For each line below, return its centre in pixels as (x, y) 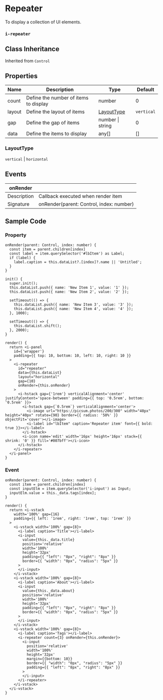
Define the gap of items (53, 123)
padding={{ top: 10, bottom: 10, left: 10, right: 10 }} (73, 356)
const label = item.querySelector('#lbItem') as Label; (67, 254)
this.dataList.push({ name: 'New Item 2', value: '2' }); (69, 292)
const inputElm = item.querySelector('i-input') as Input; (70, 489)
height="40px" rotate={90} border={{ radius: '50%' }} (62, 415)
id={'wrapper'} (29, 351)
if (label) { (23, 258)
